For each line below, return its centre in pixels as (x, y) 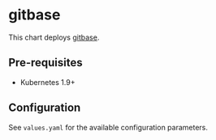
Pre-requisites (45, 63)
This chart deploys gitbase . (54, 37)
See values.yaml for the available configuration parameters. (108, 127)
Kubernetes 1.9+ (48, 82)
